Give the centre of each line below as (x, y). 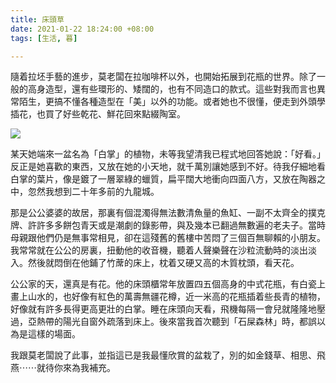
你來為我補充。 (84, 368)
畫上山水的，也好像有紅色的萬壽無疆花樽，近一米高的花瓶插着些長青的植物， (168, 297)
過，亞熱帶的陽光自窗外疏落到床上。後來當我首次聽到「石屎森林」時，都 (159, 322)
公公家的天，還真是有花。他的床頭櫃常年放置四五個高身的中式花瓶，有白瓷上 (168, 284)
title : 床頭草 (37, 19)
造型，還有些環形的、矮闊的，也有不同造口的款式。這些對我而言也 (180, 89)
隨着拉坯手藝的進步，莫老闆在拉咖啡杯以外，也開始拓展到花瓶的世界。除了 (163, 77)
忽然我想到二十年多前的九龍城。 (93, 192)
